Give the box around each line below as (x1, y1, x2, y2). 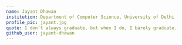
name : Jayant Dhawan (6, 8, 57, 15)
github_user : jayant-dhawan (6, 30, 75, 36)
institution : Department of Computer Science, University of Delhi (6, 14, 175, 20)
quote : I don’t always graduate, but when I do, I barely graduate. (6, 25, 177, 31)
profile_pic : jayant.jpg (6, 19, 67, 25)
